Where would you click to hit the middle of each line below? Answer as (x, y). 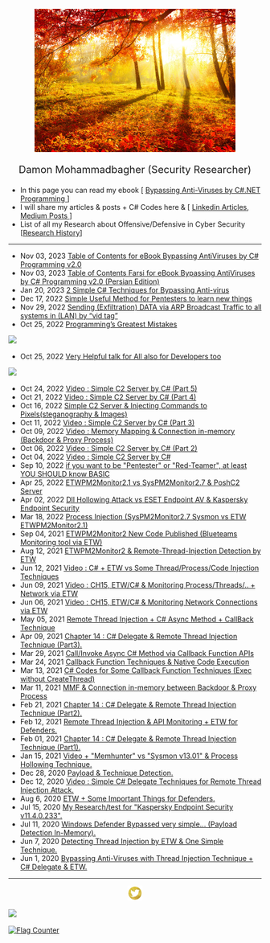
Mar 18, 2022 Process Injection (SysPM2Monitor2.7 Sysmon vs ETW (133, 517)
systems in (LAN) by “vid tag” (69, 316)
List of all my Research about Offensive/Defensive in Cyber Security (133, 224)
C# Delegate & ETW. (53, 867)
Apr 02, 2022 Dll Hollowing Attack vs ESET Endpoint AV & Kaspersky (134, 500)
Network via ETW (49, 594)
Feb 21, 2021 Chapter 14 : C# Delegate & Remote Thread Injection (128, 705)
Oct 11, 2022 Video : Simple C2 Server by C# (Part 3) (107, 423)
